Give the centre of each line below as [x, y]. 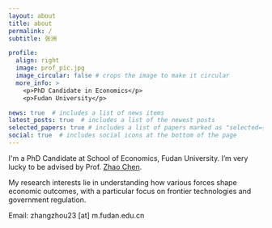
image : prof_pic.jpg [50, 68]
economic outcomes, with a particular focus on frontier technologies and [130, 191]
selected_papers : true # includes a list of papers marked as [115, 128]
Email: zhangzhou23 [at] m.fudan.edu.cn [76, 215]
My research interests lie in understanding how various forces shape [123, 182]
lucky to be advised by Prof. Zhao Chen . [75, 167]
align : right [38, 61]
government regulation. [47, 200]
